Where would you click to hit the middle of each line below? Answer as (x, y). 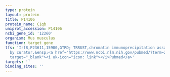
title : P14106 (20, 19)
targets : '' (18, 62)
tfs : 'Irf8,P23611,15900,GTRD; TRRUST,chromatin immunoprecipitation (80, 48)
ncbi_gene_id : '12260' (29, 33)
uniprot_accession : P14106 (34, 29)
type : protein (20, 10)
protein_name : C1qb (26, 24)
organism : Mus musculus (30, 38)
